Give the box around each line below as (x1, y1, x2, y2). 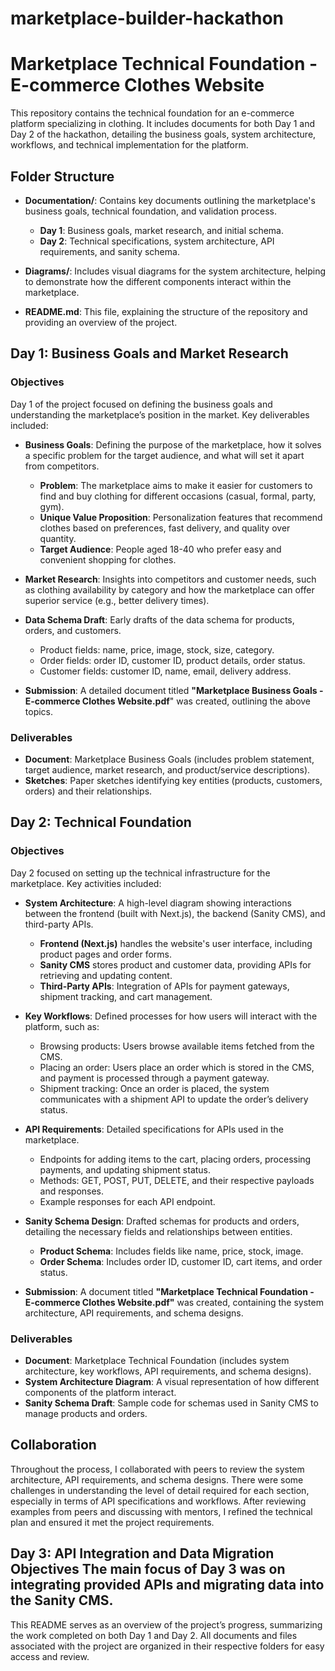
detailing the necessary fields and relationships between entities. (24, 1225, 293, 1237)
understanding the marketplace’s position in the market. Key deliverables (10, 408, 310, 421)
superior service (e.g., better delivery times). (24, 594, 210, 606)
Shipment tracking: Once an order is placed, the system (39, 1082, 270, 1094)
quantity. (39, 532, 77, 544)
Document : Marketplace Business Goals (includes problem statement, (24, 753, 315, 765)
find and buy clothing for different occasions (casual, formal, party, (39, 490, 317, 502)
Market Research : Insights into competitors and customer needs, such (24, 573, 317, 585)
